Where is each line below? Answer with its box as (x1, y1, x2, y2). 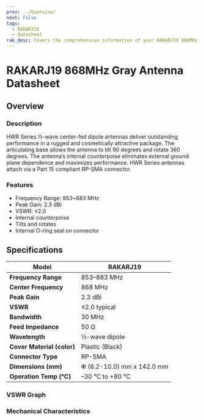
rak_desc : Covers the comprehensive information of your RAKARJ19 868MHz (6, 37, 199, 43)
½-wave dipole (81, 332, 125, 341)
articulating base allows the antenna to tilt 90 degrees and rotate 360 (6, 146, 180, 153)
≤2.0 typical (81, 303, 116, 311)
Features (6, 181, 34, 189)
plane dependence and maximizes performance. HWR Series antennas (6, 159, 185, 166)
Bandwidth (9, 313, 42, 321)
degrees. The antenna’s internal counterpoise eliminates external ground (6, 152, 189, 159)
